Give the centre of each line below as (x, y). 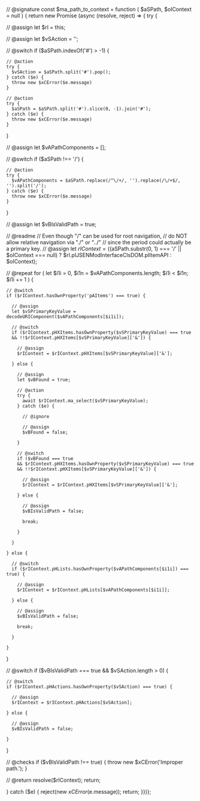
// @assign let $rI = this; (36, 27)
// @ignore (36, 417)
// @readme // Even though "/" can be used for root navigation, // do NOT (97, 236)
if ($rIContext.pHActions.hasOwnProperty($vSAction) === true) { (89, 687)
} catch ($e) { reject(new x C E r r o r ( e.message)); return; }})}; (79, 792)
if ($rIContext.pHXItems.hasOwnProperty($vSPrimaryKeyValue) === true (101, 333)
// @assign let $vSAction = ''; (43, 39)
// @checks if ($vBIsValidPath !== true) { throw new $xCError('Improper (95, 762)
